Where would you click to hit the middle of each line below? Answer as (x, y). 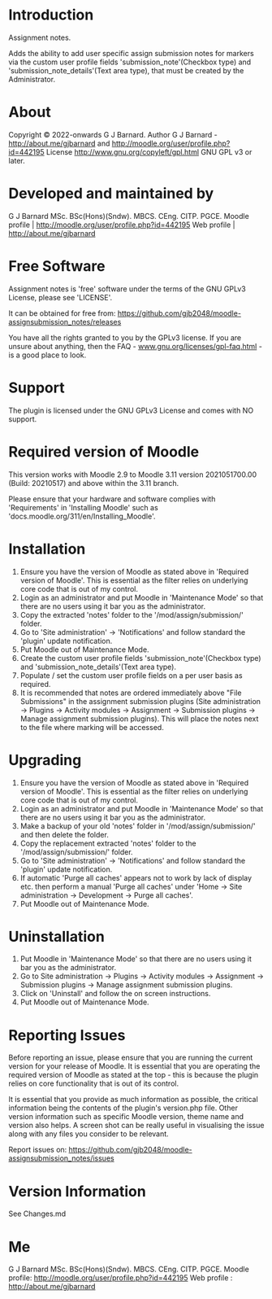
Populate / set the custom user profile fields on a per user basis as (131, 675)
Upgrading (45, 760)
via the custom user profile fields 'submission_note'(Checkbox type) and (130, 62)
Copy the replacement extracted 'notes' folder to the (108, 843)
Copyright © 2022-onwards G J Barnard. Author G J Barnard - (113, 134)
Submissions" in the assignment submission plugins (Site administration (140, 701)
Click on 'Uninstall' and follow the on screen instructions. (115, 994)
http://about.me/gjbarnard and (59, 143)
